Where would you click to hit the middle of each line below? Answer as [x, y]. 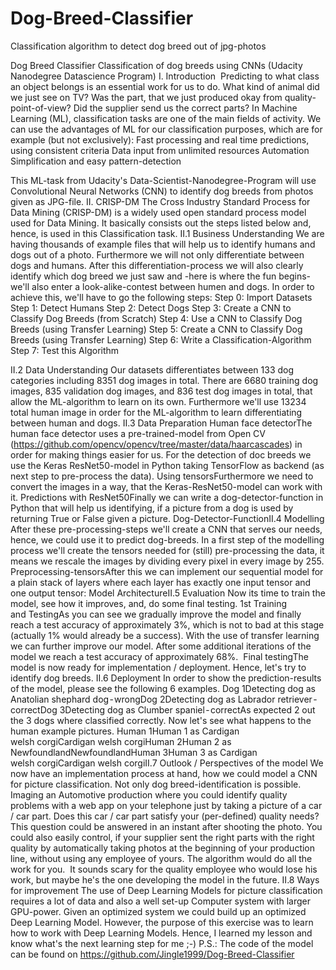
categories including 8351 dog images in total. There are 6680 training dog [164, 380]
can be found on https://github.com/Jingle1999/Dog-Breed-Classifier [152, 954]
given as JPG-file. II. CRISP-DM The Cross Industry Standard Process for [160, 201]
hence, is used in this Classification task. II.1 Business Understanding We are [167, 233]
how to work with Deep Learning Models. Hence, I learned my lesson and [161, 933]
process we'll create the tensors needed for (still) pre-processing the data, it [167, 550]
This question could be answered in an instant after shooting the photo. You [166, 826]
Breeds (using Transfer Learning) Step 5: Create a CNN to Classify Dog [156, 329]
